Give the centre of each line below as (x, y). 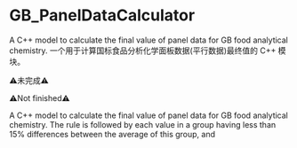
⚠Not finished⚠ (40, 97)
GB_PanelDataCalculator (102, 16)
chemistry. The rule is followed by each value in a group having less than (143, 124)
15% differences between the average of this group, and (112, 134)
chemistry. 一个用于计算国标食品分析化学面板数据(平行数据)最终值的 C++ (143, 51)
